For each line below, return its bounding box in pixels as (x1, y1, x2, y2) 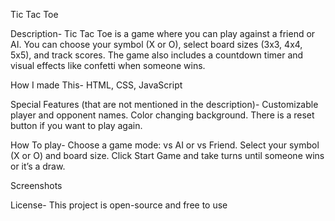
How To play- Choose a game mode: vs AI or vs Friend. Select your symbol (10, 139, 320, 151)
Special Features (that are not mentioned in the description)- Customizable (10, 99, 319, 110)
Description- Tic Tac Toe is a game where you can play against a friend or (10, 28, 316, 39)
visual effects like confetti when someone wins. (10, 60, 206, 71)
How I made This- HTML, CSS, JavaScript (10, 79, 183, 91)
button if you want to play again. (10, 120, 143, 131)
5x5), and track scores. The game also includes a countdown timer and (10, 49, 304, 61)
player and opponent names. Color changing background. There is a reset (10, 109, 315, 121)
